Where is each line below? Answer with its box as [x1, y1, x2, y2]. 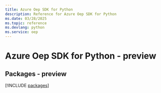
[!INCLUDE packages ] [5, 83, 49, 88]
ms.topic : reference [5, 20, 47, 26]
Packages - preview [5, 70, 67, 78]
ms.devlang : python [5, 25, 45, 30]
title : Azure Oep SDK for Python [5, 7, 73, 12]
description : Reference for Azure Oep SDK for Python [5, 12, 117, 16]
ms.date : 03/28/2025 [5, 16, 47, 21]
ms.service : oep [5, 30, 38, 34]
